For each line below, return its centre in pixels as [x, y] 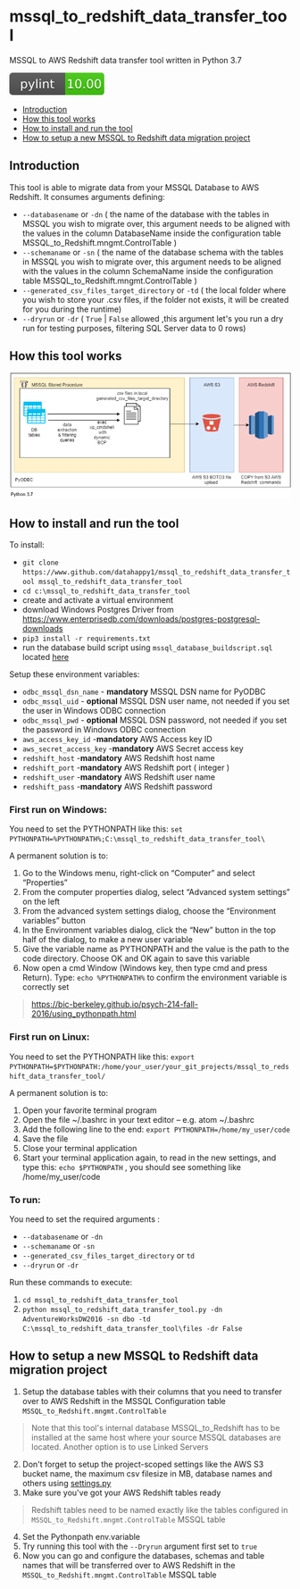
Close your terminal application [79, 1148]
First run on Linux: [50, 1037]
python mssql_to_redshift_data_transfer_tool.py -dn [122, 1310]
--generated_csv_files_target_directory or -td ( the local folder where [154, 290]
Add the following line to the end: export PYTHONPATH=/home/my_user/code [156, 1129]
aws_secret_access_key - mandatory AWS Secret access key [133, 749]
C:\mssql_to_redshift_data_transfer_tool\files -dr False [132, 1329]
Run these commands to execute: [71, 1283]
